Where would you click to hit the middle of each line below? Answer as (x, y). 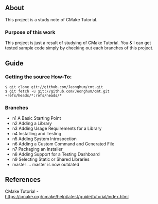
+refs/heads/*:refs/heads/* (34, 95)
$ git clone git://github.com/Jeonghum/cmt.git (54, 87)
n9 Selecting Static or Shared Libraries (51, 159)
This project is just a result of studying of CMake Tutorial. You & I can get (78, 43)
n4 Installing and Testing (37, 134)
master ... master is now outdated (45, 165)
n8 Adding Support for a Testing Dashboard (56, 154)
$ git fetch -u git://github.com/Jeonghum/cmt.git (57, 91)
